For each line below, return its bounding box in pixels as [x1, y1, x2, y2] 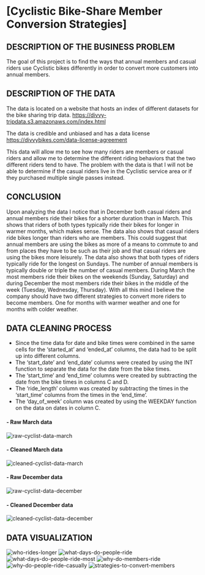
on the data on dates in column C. [15, 404, 101, 412]
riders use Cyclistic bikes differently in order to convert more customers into [6, 64, 199, 72]
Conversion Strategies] [6, 17, 127, 31]
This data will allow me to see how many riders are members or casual [6, 148, 184, 155]
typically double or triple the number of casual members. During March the [6, 266, 195, 273]
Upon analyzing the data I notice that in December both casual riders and [6, 208, 192, 215]
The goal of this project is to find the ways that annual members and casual [6, 58, 196, 65]
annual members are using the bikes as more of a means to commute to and [6, 240, 198, 248]
